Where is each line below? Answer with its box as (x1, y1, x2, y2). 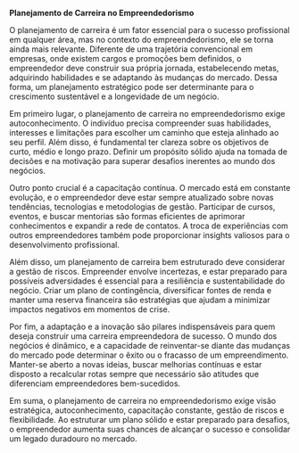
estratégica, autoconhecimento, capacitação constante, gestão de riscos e (9, 405, 285, 416)
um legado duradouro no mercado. (9, 433, 138, 444)
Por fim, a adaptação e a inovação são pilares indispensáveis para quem (9, 321, 276, 332)
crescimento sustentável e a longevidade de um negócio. (9, 91, 220, 102)
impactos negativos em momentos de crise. (9, 304, 170, 315)
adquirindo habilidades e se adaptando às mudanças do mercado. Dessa (9, 72, 278, 83)
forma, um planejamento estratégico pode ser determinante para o (9, 82, 254, 92)
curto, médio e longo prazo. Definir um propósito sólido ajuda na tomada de (9, 146, 288, 157)
